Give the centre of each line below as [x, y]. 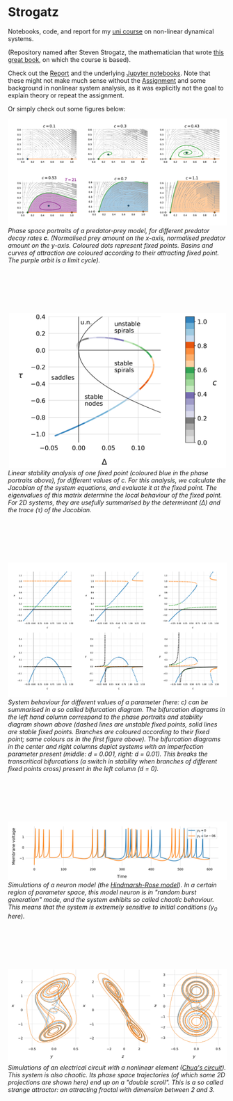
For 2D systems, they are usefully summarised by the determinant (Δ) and [114, 502]
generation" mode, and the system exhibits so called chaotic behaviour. [111, 899]
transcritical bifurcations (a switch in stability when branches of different [113, 761]
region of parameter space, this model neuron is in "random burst [102, 892]
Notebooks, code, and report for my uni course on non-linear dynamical [111, 31]
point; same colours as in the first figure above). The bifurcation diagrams [114, 739]
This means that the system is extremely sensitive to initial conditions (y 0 [113, 908]
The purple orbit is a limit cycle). [54, 260]
